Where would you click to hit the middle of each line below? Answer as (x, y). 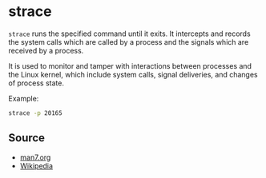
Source (27, 138)
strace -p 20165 (35, 113)
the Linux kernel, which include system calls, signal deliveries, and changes (133, 74)
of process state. (36, 83)
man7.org (35, 157)
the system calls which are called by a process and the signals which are (129, 42)
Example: (24, 98)
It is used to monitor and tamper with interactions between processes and (130, 65)
